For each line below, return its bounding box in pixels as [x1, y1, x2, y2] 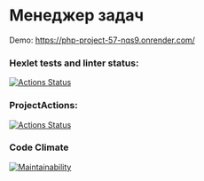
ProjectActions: [9, 99, 78, 112]
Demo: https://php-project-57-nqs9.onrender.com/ [9, 35, 195, 45]
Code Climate [9, 141, 69, 153]
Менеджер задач [9, 5, 145, 26]
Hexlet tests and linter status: [9, 57, 139, 69]
